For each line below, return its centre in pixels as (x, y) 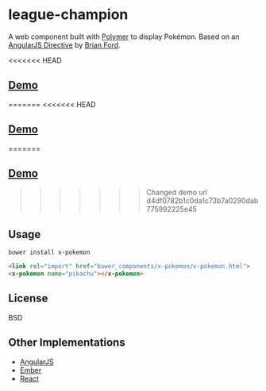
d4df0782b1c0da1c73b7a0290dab (202, 201)
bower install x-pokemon (49, 253)
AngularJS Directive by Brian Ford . (64, 44)
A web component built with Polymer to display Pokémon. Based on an (124, 36)
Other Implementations (67, 343)
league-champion (68, 15)
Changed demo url (177, 193)
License (28, 299)
